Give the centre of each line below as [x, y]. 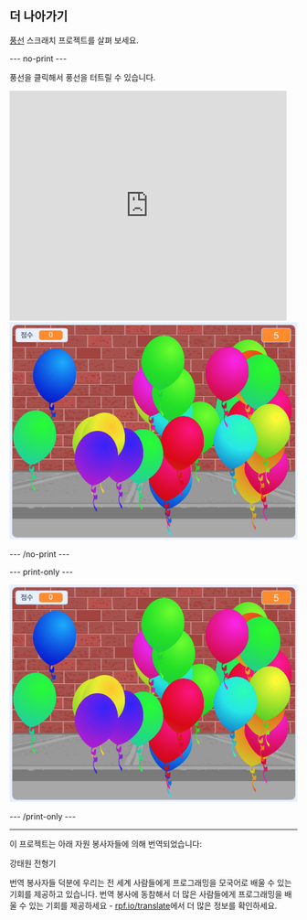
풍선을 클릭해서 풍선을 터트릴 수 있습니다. [83, 77]
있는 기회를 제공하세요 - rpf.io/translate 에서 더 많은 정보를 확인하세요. [153, 906]
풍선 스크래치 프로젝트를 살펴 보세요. [74, 40]
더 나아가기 [39, 16]
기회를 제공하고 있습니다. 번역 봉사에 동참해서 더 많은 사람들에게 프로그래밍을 [146, 894]
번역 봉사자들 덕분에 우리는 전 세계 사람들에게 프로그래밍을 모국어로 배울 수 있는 [151, 883]
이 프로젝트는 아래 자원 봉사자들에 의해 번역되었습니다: [106, 844]
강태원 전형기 [33, 863]
